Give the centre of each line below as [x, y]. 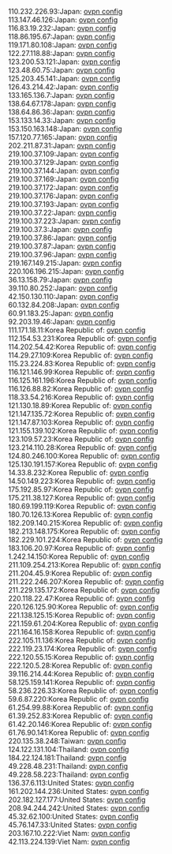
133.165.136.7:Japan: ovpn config [62, 95]
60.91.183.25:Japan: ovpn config [61, 313]
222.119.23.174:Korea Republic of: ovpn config [83, 649]
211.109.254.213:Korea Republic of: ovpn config [85, 565]
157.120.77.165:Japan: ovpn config [63, 137]
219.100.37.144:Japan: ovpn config [64, 170]
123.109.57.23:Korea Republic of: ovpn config [81, 439]
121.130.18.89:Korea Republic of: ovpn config [80, 405]
